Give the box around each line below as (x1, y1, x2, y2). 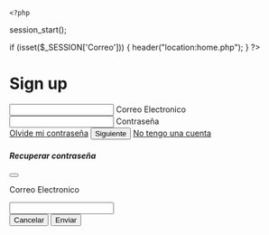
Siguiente (94, 128, 127, 138)
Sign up (9, 73, 68, 94)
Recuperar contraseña (9, 150, 97, 161)
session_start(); (9, 24, 68, 35)
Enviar (55, 215, 78, 225)
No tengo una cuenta (133, 127, 212, 138)
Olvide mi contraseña (9, 127, 88, 138)
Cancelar (14, 215, 45, 225)
